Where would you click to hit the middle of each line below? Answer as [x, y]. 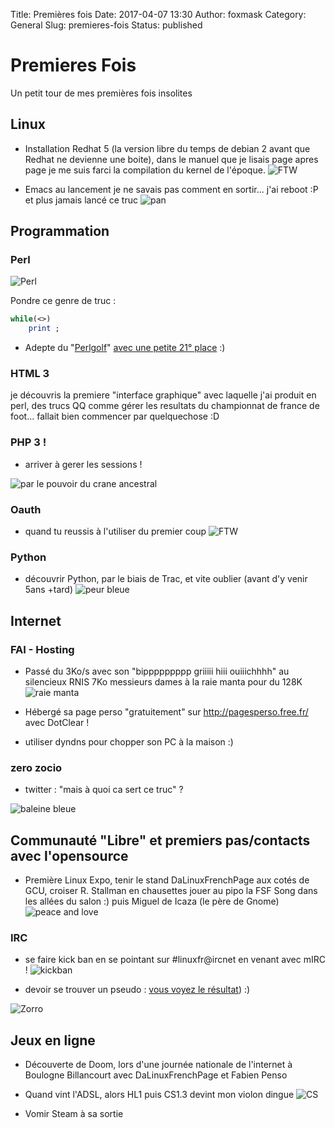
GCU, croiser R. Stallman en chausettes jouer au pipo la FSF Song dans [171, 891]
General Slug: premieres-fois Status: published [106, 25]
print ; [44, 329]
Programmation [60, 231]
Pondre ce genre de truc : [63, 301]
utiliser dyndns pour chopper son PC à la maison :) [129, 742]
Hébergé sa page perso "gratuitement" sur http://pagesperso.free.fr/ [166, 712]
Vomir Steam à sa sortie [74, 1114]
